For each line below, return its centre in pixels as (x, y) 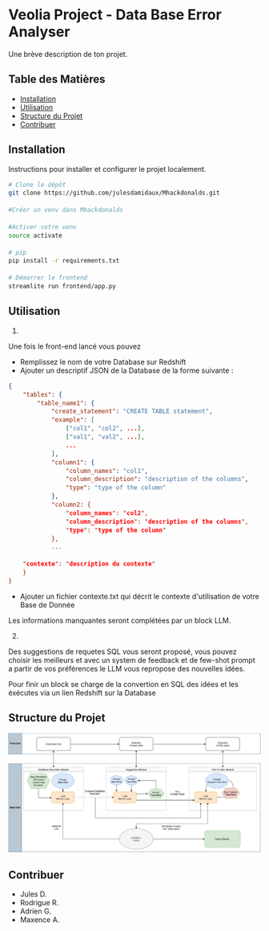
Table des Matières (57, 79)
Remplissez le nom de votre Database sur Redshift (103, 361)
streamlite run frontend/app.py (62, 287)
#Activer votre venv (43, 227)
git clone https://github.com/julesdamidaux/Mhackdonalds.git (114, 193)
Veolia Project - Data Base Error (115, 15)
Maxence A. (40, 920)
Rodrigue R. (39, 903)
